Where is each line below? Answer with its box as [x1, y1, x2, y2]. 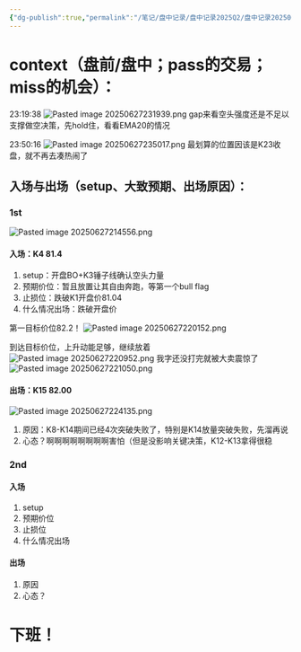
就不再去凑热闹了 [24, 150, 88, 161]
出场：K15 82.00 [9, 385, 73, 396]
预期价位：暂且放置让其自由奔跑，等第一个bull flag [21, 281, 210, 292]
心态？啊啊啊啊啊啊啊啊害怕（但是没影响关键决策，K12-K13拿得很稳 [21, 435, 273, 445]
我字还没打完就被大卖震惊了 [156, 353, 259, 364]
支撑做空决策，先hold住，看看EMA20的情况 [9, 119, 170, 130]
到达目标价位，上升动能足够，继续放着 [9, 342, 150, 353]
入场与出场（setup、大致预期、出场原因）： [9, 179, 248, 194]
